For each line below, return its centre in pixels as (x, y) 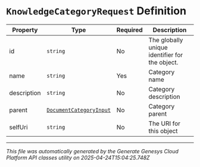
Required (129, 30)
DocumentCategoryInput (79, 110)
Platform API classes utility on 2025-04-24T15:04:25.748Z (78, 157)
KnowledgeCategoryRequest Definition (96, 11)
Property (25, 30)
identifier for (166, 55)
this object (163, 131)
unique (158, 47)
